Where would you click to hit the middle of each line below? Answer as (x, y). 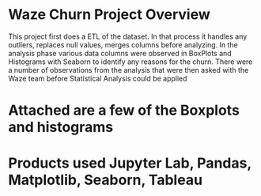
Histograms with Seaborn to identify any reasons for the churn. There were (130, 62)
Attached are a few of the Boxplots (124, 110)
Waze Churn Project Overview (110, 15)
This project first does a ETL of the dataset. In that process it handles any (128, 36)
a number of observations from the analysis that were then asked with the (129, 70)
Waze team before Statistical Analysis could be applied (98, 78)
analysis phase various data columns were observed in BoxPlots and (120, 53)
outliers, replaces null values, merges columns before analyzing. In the (123, 44)
